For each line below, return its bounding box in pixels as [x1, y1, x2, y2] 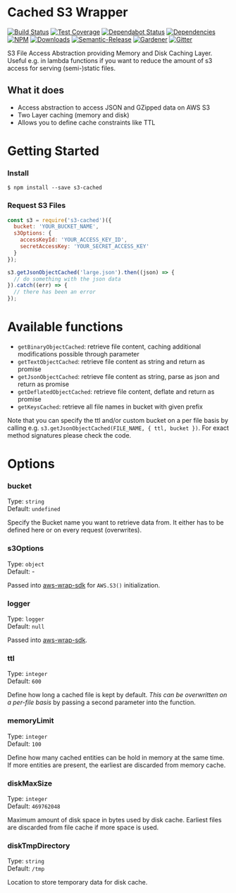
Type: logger [7, 614, 44, 623]
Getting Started [7, 143, 100, 159]
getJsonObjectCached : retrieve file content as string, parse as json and [17, 372, 220, 380]
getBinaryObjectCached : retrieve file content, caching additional [17, 342, 201, 351]
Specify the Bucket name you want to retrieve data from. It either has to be [7, 518, 224, 527]
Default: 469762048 [7, 802, 61, 810]
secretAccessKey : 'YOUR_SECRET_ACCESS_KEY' [20, 243, 150, 250]
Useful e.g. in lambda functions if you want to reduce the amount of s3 [7, 56, 213, 64]
